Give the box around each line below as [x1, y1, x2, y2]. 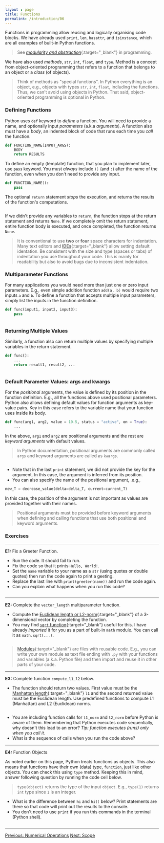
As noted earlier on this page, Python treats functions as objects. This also [5, 759, 155, 765]
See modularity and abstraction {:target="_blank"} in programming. [17, 49, 152, 55]
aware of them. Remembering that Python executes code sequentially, [12, 720, 154, 726]
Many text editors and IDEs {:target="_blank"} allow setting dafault [17, 243, 150, 249]
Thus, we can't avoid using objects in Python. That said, [17, 89, 130, 95]
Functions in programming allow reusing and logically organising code [5, 30, 146, 36]
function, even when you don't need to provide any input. [5, 171, 121, 177]
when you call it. [12, 730, 45, 736]
